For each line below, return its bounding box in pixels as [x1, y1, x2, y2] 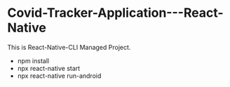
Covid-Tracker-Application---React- [7, 5, 224, 21]
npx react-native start [17, 64, 81, 72]
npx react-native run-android [17, 72, 102, 80]
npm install [17, 56, 50, 65]
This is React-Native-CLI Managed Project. [7, 43, 131, 51]
